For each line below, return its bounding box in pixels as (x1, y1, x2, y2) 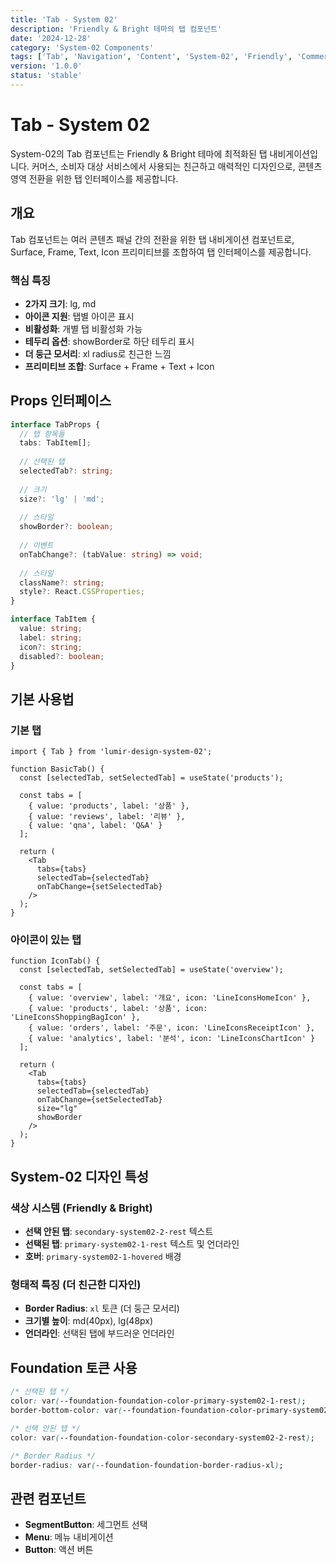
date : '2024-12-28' (10, 33, 92, 43)
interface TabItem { (10, 614, 97, 625)
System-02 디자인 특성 (10, 1168, 150, 1185)
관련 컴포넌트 (10, 1490, 87, 1507)
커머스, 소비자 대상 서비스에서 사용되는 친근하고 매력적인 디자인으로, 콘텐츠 (31, 160, 323, 172)
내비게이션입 (269, 147, 318, 160)
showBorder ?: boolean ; (19, 522, 114, 532)
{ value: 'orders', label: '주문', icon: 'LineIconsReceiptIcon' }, (28, 1023, 316, 1033)
